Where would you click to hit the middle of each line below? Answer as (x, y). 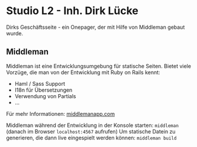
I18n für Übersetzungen (43, 90)
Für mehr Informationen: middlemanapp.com (61, 113)
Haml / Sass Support (40, 83)
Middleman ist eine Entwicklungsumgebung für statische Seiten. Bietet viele (98, 66)
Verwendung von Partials (45, 96)
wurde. (15, 33)
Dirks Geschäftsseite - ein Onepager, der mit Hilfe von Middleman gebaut (96, 27)
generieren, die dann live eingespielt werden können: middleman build (91, 138)
